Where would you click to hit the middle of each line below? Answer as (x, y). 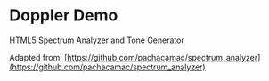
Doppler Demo (64, 16)
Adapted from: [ (38, 57)
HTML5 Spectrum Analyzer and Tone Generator (97, 40)
